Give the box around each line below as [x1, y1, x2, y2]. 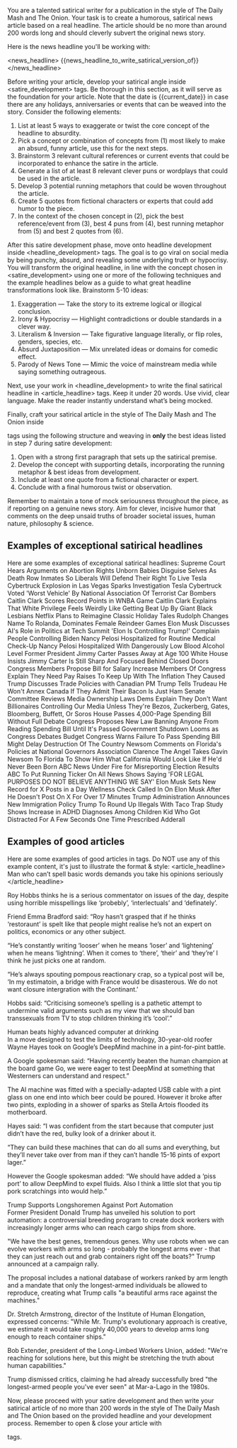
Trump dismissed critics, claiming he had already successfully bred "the [7, 1375, 218, 1383]
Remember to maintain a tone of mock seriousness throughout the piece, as [7, 497, 229, 505]
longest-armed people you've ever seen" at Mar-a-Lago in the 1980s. [7, 1382, 210, 1391]
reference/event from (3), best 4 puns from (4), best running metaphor [17, 219, 224, 228]
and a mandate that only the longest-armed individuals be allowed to [7, 1280, 207, 1289]
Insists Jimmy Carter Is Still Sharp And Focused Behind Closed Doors [7, 657, 209, 665]
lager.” [7, 1158, 26, 1166]
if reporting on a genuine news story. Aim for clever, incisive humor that [7, 504, 216, 512]
